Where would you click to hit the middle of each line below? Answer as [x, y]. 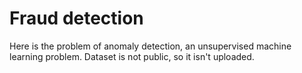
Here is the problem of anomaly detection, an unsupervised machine [150, 46]
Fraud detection [76, 18]
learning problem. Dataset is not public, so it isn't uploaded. [132, 56]
